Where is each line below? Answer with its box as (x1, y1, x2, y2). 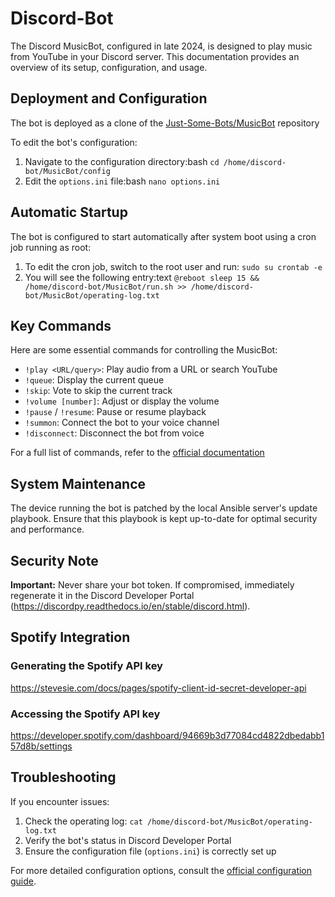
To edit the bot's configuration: (10, 136, 138, 148)
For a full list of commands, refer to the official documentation (10, 447, 265, 459)
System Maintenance (10, 475, 147, 492)
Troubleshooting (10, 769, 117, 786)
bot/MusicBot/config (24, 166, 111, 176)
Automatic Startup (10, 204, 128, 221)
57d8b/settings (10, 740, 73, 752)
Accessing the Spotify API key (10, 707, 161, 721)
